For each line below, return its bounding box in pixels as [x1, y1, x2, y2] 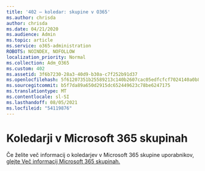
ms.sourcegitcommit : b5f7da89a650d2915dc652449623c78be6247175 [6, 83, 171, 89]
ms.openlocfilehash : [6, 77, 59, 83]
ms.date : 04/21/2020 [6, 26, 59, 32]
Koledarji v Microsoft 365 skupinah [6, 131, 188, 145]
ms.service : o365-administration [6, 43, 92, 49]
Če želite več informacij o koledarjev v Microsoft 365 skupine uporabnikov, [6, 152, 194, 159]
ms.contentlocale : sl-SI [6, 94, 70, 100]
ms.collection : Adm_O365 [6, 60, 70, 66]
